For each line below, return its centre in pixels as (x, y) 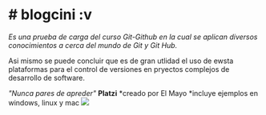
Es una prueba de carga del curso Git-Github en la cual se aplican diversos (133, 37)
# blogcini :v (50, 15)
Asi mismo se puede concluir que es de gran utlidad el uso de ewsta (121, 61)
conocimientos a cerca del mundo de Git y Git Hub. (93, 45)
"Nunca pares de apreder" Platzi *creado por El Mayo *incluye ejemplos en (133, 93)
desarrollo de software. (47, 77)
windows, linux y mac (44, 102)
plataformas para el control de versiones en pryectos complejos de (119, 69)
